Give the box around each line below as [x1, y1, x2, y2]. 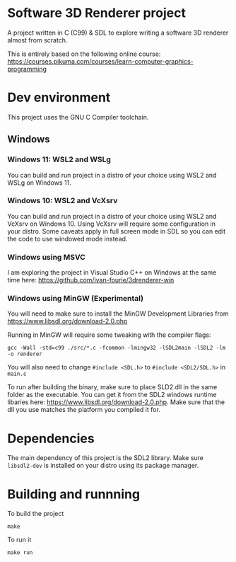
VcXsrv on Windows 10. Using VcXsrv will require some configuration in [7, 219, 216, 228]
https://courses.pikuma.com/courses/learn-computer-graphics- [7, 57, 194, 65]
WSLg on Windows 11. [7, 178, 72, 187]
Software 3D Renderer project [7, 5, 186, 21]
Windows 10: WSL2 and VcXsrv [7, 196, 118, 206]
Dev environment [7, 90, 111, 105]
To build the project [7, 510, 64, 518]
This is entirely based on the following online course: [7, 50, 161, 58]
